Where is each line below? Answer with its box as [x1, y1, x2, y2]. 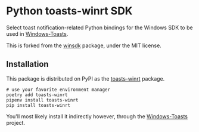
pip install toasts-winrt [6, 102, 70, 108]
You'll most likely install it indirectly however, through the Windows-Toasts [6, 112, 188, 120]
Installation [6, 59, 49, 69]
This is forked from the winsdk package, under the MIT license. [6, 42, 162, 49]
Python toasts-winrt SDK [6, 4, 133, 18]
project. [6, 119, 26, 126]
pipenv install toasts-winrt [6, 97, 79, 103]
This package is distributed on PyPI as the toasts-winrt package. [6, 75, 165, 82]
